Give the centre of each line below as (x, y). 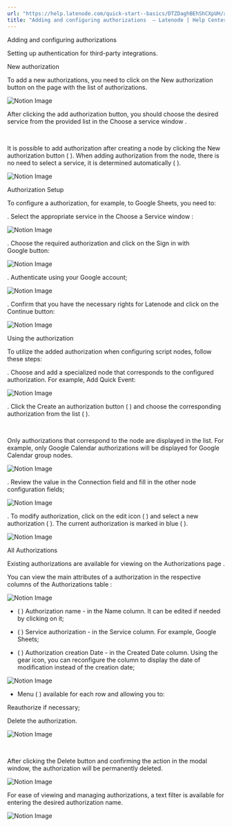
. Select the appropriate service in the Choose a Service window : (100, 216)
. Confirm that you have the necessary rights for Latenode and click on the (113, 304)
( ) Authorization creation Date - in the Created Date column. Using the (117, 652)
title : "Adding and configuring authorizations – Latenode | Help (106, 20)
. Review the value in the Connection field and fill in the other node (102, 482)
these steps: (25, 359)
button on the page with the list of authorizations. (77, 87)
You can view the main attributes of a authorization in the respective (104, 577)
